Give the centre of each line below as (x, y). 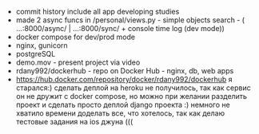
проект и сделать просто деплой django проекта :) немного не (123, 104)
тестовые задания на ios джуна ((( (74, 122)
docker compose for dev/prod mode (76, 37)
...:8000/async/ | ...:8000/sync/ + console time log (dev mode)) (120, 28)
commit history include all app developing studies (98, 12)
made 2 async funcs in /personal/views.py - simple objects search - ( (130, 20)
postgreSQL (36, 54)
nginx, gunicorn (42, 45)
